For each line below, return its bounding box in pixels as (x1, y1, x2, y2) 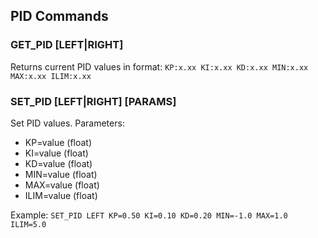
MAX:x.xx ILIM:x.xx (10, 71, 92, 81)
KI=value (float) (24, 147, 89, 159)
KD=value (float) (24, 157, 93, 169)
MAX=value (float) (24, 179, 100, 191)
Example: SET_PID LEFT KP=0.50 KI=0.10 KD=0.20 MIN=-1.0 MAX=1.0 (10, 209, 288, 221)
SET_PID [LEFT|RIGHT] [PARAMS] (10, 94, 177, 108)
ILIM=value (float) (24, 189, 98, 201)
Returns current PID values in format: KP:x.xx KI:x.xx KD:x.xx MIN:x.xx (10, 60, 309, 73)
